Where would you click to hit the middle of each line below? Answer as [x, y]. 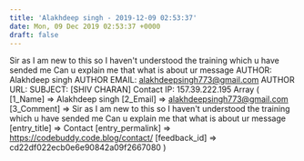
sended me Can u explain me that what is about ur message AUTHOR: [141, 70]
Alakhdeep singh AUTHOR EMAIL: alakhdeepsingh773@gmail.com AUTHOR [152, 80]
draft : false [34, 35]
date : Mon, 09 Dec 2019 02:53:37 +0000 [85, 26]
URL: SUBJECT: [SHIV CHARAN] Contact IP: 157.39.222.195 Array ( [134, 90]
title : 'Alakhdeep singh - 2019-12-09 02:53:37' [103, 18]
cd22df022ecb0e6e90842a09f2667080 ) [88, 147]
